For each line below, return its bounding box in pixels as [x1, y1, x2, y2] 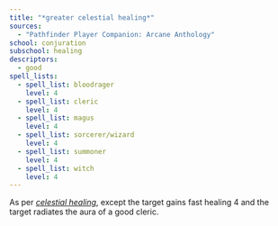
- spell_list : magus [17, 113, 94, 122]
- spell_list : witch [17, 164, 94, 173]
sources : [9, 22, 42, 31]
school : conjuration [9, 38, 87, 48]
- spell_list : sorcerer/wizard [17, 131, 135, 140]
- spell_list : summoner [17, 147, 106, 156]
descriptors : [9, 55, 58, 64]
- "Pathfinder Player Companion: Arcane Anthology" [17, 30, 216, 39]
